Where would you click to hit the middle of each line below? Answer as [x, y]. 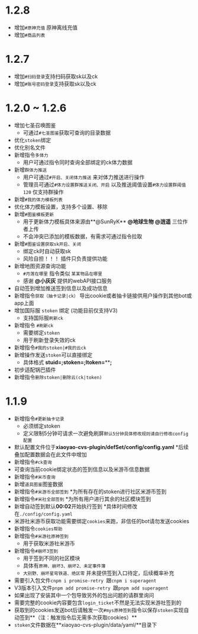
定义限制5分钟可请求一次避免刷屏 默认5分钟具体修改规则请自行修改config [106, 433]
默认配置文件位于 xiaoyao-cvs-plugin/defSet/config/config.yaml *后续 [101, 447]
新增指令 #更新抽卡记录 [39, 418]
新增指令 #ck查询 [33, 462]
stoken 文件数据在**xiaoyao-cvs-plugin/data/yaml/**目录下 [85, 625]
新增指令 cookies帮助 [38, 529]
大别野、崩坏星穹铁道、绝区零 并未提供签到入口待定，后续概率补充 [99, 573]
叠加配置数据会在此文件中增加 [50, 454]
